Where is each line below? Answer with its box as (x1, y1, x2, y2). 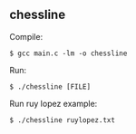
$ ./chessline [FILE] (9, 81, 92, 91)
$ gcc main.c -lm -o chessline (9, 49, 128, 58)
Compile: (9, 31, 44, 42)
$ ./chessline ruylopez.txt (9, 115, 116, 125)
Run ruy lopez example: (9, 98, 98, 109)
